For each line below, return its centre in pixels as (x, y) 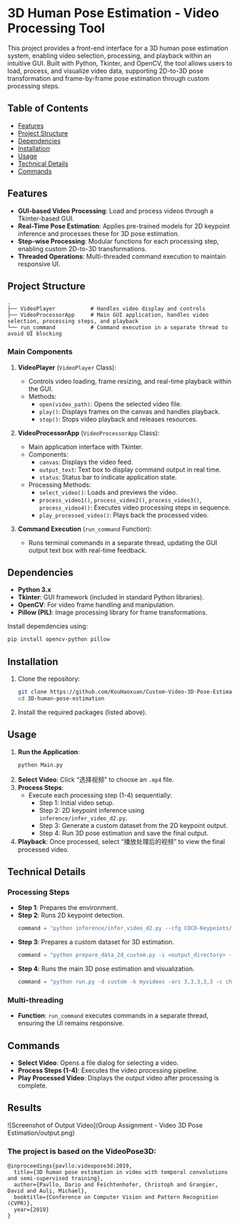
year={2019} (32, 1210)
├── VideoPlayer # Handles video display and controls (106, 309)
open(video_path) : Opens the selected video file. (110, 404)
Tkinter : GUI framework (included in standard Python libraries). (111, 597)
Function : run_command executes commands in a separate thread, (113, 1015)
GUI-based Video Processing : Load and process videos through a (116, 211)
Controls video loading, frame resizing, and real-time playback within (130, 381)
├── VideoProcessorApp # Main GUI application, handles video (108, 315)
